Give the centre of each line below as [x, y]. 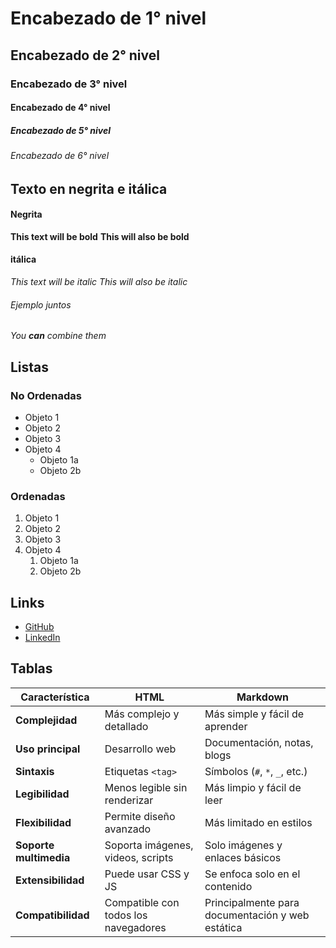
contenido [228, 886]
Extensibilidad [50, 880]
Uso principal [48, 749]
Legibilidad [42, 794]
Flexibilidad [43, 822]
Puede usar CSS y [147, 874]
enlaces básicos [243, 857]
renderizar [129, 800]
